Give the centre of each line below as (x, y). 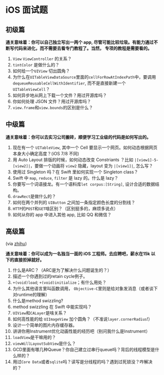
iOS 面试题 (27, 10)
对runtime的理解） (31, 294)
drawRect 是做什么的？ (34, 196)
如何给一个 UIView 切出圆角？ (41, 71)
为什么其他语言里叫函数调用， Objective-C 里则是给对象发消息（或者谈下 (85, 288)
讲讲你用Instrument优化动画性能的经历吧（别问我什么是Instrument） (81, 331)
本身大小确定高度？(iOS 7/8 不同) (46, 153)
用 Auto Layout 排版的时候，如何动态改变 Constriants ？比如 (73, 160)
